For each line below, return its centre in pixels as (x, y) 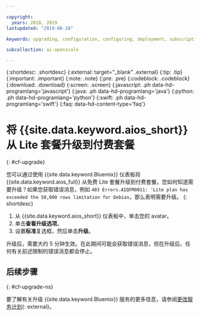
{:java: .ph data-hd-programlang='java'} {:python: (133, 91)
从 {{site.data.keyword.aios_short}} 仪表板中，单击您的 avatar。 (93, 216)
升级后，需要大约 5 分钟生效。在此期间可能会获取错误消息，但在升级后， (96, 244)
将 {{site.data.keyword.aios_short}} (97, 130)
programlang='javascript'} (38, 91)
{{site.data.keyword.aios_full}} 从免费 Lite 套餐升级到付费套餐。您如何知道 (97, 182)
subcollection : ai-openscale (42, 50)
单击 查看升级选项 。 (39, 224)
